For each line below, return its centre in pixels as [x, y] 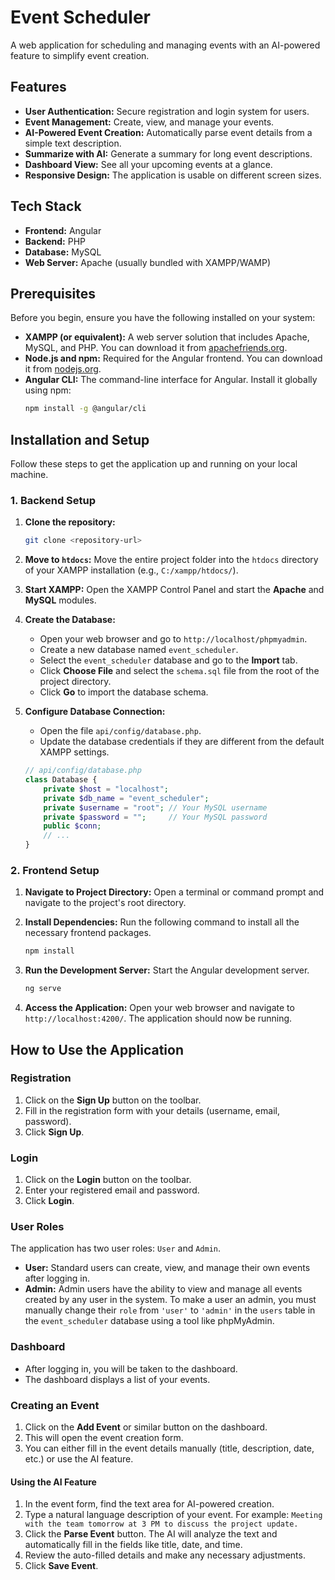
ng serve [43, 989]
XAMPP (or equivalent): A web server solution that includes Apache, [167, 337]
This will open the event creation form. [104, 1438]
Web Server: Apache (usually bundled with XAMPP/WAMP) [148, 262]
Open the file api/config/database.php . [120, 731]
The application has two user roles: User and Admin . [116, 1248]
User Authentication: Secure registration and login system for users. [167, 111]
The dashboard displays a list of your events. [117, 1379]
